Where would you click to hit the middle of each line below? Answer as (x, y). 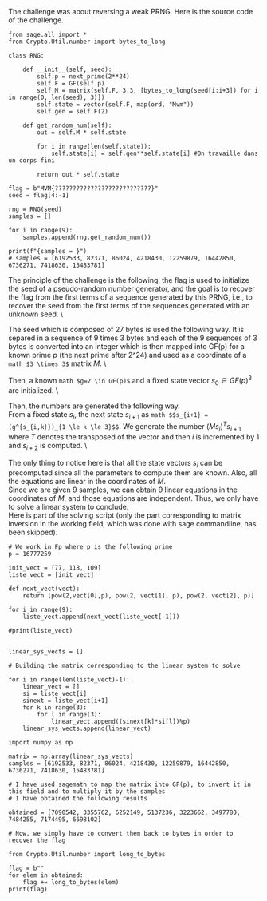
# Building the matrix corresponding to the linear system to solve (124, 666)
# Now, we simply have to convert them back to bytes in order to (121, 834)
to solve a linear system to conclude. (69, 507)
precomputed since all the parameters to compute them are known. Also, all (133, 473)
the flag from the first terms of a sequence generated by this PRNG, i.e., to (130, 297)
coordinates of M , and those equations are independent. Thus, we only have (133, 498)
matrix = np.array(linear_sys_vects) (71, 757)
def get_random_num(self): (67, 125)
